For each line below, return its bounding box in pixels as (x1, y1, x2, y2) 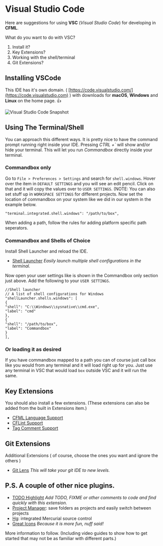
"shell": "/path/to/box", (5, 322, 58, 327)
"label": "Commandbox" (5, 326, 51, 331)
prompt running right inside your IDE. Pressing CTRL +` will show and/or (5, 142, 150, 147)
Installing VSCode (5, 74, 61, 82)
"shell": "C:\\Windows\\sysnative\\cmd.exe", (5, 305, 99, 310)
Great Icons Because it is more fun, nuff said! (12, 520, 104, 526)
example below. (5, 201, 37, 207)
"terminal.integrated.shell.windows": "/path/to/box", (5, 211, 119, 216)
